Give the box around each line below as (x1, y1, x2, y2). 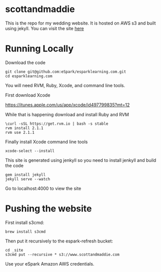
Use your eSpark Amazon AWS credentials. (5, 260, 94, 266)
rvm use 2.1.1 (5, 130, 35, 135)
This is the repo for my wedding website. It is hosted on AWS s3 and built (5, 20, 156, 26)
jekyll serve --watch (5, 176, 50, 181)
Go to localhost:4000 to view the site (5, 185, 81, 191)
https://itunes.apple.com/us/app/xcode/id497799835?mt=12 (5, 102, 130, 108)
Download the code (5, 59, 46, 66)
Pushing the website (5, 203, 92, 214)
